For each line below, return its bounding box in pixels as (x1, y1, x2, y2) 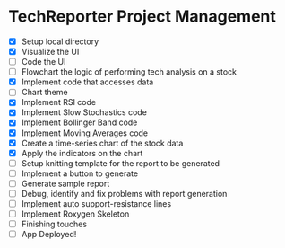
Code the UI (21, 57, 66, 67)
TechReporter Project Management (8, 6, 277, 27)
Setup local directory (21, 36, 99, 47)
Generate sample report (21, 178, 110, 189)
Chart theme (21, 87, 68, 98)
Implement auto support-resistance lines (21, 198, 172, 208)
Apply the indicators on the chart (21, 147, 143, 158)
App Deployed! (21, 229, 77, 240)
